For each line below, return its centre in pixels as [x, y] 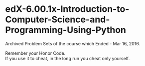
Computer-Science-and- [58, 19]
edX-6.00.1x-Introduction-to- [67, 9]
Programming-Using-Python [66, 30]
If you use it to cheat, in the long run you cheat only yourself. [68, 58]
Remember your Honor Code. [35, 53]
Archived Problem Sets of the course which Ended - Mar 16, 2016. [73, 43]
